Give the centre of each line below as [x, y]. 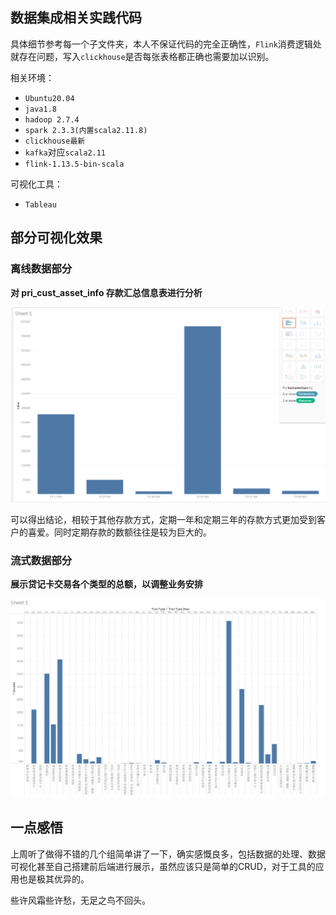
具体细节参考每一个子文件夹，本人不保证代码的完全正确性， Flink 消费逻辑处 [166, 44]
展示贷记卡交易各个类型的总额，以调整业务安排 [106, 584]
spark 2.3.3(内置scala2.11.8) [86, 130]
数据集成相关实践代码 [76, 18]
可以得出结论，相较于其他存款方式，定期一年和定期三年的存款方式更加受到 [163, 520]
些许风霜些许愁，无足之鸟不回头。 [80, 900]
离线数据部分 [41, 269]
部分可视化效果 [56, 238]
